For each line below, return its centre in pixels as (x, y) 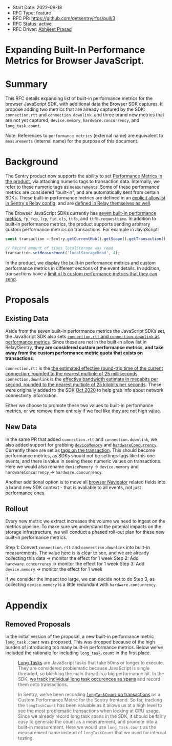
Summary (26, 84)
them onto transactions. (43, 684)
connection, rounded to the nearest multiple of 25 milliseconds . (72, 373)
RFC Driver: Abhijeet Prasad (42, 29)
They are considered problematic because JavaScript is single (84, 668)
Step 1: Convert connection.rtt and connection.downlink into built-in (78, 548)
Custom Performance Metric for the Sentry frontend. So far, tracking (90, 700)
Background (32, 162)
